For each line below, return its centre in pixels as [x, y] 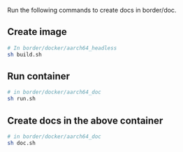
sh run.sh [22, 99]
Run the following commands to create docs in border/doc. [92, 10]
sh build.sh [24, 54]
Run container [39, 76]
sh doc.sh [22, 143]
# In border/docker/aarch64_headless [62, 48]
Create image [37, 32]
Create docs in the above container [85, 120]
